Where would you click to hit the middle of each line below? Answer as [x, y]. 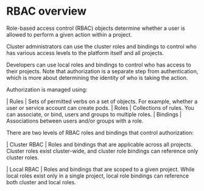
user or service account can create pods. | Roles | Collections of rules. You [100, 107]
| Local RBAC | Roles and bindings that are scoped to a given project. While [100, 169]
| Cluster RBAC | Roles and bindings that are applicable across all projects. [100, 144]
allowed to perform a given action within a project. [69, 34]
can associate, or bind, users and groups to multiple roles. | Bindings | [94, 114]
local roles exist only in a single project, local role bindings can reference [98, 176]
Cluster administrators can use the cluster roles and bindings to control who [101, 46]
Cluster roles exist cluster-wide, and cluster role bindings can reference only [102, 151]
